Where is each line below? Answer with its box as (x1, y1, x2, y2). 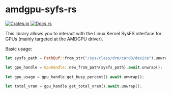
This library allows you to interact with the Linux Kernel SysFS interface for (5, 30, 162, 36)
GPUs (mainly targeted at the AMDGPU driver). (5, 36, 103, 42)
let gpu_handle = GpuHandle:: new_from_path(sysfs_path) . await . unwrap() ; (5, 65, 163, 70)
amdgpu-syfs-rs (5, 4, 77, 15)
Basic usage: (5, 45, 33, 52)
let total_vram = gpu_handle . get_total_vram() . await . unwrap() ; (5, 84, 142, 89)
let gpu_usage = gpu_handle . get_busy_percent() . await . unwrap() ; (5, 74, 145, 80)
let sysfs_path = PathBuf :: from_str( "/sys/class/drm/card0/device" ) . (5, 55, 156, 61)
